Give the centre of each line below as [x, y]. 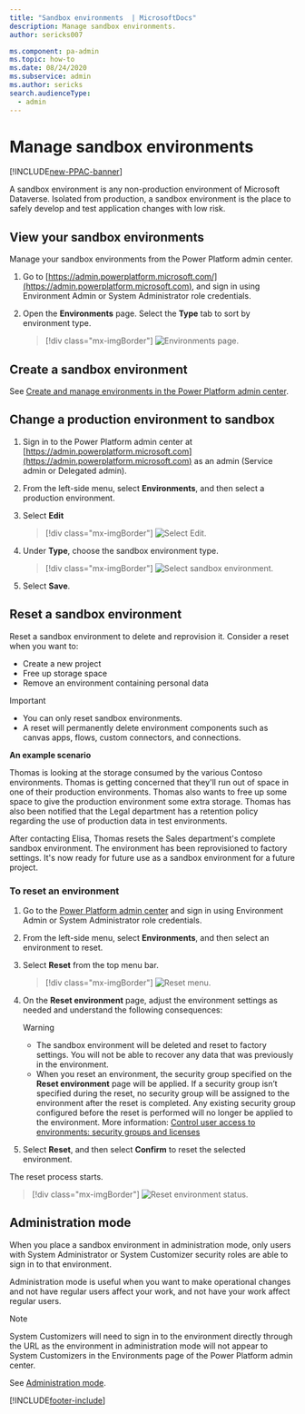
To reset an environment [64, 891]
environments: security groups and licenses [118, 1132]
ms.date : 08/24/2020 [49, 68]
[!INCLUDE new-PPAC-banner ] [66, 172]
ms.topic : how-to [42, 60]
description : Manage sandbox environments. [93, 26]
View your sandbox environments [107, 237]
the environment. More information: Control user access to [146, 1122]
